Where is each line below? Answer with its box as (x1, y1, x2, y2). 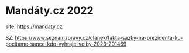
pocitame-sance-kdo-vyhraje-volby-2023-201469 (5, 40, 127, 47)
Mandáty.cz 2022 (5, 4, 94, 17)
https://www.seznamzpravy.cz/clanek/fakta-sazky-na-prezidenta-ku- (15, 34, 183, 41)
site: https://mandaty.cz (5, 23, 63, 30)
